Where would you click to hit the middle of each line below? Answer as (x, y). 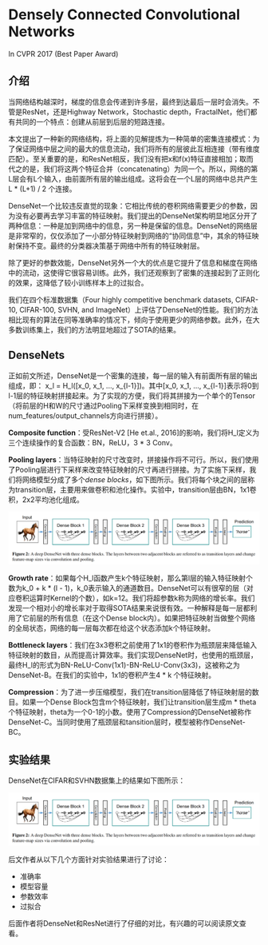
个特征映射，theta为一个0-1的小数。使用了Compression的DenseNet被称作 (130, 712)
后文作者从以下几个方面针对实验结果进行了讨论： (89, 859)
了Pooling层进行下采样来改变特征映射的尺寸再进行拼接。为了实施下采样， (129, 469)
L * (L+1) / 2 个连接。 (43, 189)
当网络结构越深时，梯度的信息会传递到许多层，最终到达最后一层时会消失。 (130, 102)
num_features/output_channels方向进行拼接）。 (85, 415)
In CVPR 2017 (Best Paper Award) (63, 54)
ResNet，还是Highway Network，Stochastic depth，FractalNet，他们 (136, 112)
